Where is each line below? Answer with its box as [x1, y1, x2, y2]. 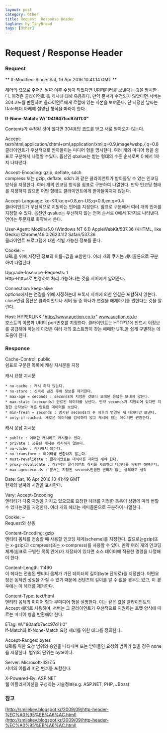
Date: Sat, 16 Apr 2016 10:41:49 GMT [5, 476, 81, 482]
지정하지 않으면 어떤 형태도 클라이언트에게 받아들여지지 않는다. [10, 187, 132, 193]
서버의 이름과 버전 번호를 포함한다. [5, 665, 72, 671]
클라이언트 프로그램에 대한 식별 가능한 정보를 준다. [5, 237, 102, 243]
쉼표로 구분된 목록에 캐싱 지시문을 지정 [5, 362, 80, 368]
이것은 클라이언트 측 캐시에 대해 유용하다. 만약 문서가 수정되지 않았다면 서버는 [11, 93, 162, 99]
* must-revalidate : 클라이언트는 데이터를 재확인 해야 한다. [5, 457, 119, 462]
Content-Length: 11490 [5, 564, 52, 570]
